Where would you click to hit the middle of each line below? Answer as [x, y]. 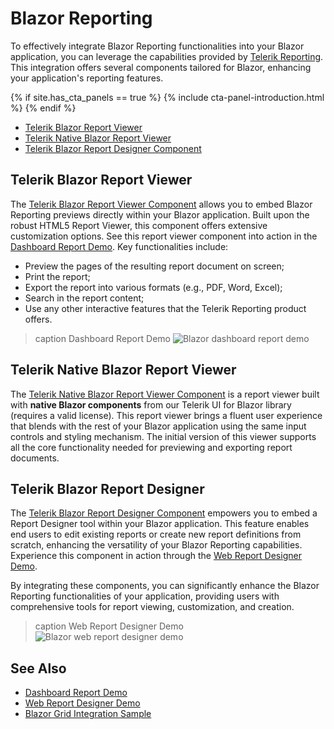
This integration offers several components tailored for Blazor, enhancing [161, 67]
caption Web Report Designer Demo [109, 626]
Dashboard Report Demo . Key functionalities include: [119, 246]
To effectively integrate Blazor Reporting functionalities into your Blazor [157, 46]
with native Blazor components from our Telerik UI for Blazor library [151, 404]
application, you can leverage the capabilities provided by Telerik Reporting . [167, 56]
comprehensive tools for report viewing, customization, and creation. [152, 607]
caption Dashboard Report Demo [102, 338]
